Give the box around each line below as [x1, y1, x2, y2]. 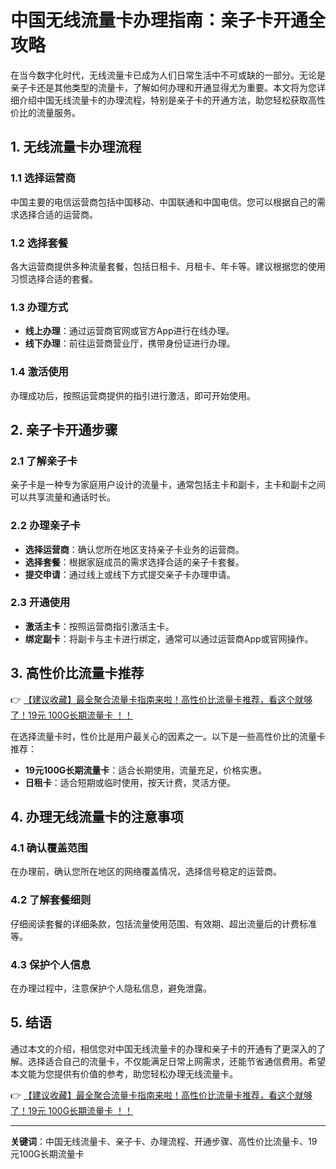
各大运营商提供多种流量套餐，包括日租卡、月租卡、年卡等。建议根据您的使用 [10, 260, 326, 272]
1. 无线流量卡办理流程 [10, 139, 142, 156]
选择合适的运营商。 [18, 208, 98, 220]
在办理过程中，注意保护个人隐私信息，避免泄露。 [10, 982, 212, 994]
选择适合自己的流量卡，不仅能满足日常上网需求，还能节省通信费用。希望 [27, 1055, 326, 1067]
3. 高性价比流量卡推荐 [10, 665, 145, 682]
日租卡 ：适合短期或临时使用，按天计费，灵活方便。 [24, 776, 236, 788]
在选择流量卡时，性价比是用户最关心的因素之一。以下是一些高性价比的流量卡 [10, 730, 326, 742]
